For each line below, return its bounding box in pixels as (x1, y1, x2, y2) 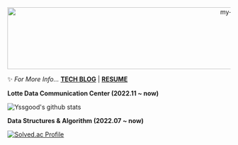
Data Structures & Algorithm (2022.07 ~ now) (7, 117, 144, 124)
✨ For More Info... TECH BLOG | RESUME (7, 75, 128, 83)
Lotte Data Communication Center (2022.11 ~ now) (7, 89, 159, 98)
